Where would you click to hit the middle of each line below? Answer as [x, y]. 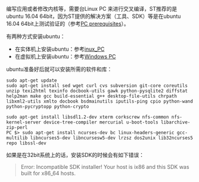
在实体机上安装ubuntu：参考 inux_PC [60, 49]
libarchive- [175, 122]
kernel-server [24, 122]
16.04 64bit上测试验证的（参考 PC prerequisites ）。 [68, 24]
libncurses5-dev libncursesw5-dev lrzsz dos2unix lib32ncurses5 [112, 138]
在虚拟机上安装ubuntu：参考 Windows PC [65, 56]
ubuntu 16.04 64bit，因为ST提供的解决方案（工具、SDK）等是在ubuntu [94, 16]
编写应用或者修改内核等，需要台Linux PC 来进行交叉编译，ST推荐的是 [92, 9]
